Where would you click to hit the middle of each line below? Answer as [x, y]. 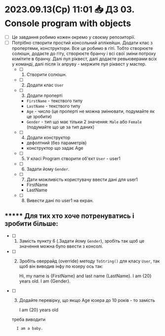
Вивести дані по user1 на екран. [60, 201]
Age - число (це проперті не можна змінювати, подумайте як [91, 111]
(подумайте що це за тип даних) [61, 127]
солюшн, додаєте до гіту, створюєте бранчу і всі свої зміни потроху [84, 54]
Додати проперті [44, 96]
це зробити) [39, 117]
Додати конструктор [48, 138]
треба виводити [28, 319]
